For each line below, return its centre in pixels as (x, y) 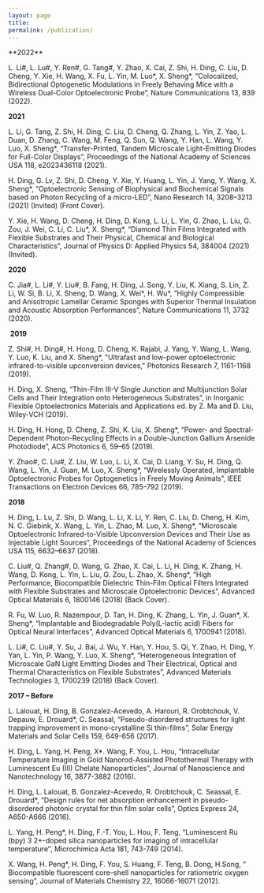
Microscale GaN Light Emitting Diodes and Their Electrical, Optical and (123, 664)
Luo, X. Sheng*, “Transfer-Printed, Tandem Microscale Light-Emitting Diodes (132, 149)
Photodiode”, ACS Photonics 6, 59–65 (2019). (82, 447)
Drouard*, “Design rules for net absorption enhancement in (104, 800)
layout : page (30, 15)
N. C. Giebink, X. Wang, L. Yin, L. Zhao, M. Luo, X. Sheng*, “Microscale (123, 526)
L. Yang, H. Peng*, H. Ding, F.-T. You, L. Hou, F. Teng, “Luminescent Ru (123, 832)
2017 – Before (31, 696)
